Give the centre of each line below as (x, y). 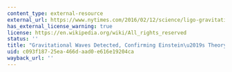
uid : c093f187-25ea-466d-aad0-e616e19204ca (71, 52)
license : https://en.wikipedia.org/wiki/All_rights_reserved (97, 33)
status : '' (23, 39)
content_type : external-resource (55, 13)
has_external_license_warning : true (60, 26)
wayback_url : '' (30, 58)
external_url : (28, 20)
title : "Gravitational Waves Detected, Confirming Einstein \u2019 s (106, 45)
